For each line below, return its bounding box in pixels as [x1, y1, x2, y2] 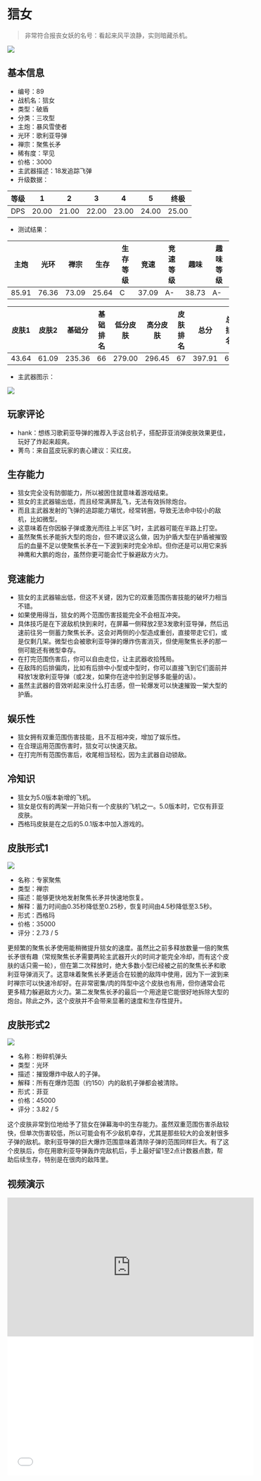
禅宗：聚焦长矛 [17, 140, 61, 148]
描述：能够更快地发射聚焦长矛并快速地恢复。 [17, 893, 148, 902]
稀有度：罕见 [17, 149, 55, 157]
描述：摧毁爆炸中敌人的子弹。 [17, 1070, 104, 1078]
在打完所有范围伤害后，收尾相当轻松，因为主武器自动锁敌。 [17, 751, 191, 758]
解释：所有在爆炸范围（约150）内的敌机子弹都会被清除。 [17, 1079, 182, 1087]
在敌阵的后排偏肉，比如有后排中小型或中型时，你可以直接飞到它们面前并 [17, 664, 227, 672]
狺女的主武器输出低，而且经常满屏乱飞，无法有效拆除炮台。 [17, 497, 191, 506]
